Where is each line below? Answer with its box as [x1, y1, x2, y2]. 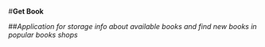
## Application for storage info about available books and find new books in [8, 22, 257, 31]
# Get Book [8, 7, 44, 16]
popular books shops [8, 31, 78, 39]
